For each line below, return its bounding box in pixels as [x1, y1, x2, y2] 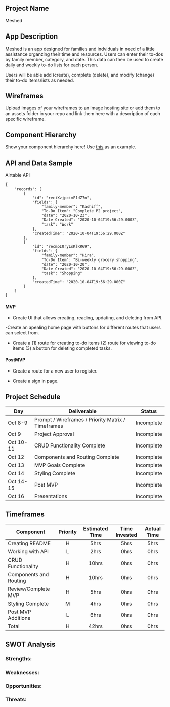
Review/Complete [8, 585, 50, 592]
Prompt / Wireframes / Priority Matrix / [34, 416, 125, 423]
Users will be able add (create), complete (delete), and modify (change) [5, 71, 154, 78]
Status [141, 407, 157, 415]
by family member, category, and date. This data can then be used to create [5, 56, 163, 62]
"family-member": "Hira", [41, 253, 96, 258]
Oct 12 [8, 454, 24, 461]
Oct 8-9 [8, 419, 28, 426]
